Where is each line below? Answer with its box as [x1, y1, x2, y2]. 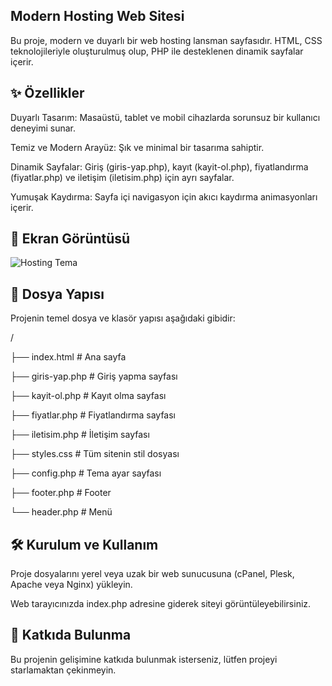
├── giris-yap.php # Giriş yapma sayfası [10, 370, 178, 383]
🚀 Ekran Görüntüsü [10, 230, 131, 248]
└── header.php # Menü [10, 506, 113, 518]
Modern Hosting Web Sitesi [10, 8, 185, 25]
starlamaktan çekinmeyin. [10, 664, 117, 676]
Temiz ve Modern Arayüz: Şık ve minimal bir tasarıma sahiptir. [10, 141, 265, 153]
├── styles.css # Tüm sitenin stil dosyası [10, 448, 180, 460]
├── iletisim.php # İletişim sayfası [10, 429, 150, 441]
